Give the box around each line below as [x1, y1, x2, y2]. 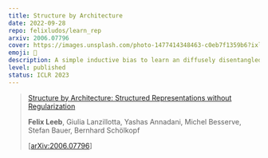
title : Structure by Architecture [8, 11, 124, 20]
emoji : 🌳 [8, 49, 37, 57]
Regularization [27, 101, 76, 111]
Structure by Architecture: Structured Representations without [27, 93, 232, 102]
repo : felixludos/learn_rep [8, 26, 102, 34]
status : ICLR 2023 [8, 71, 69, 79]
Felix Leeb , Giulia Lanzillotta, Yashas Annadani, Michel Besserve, [27, 117, 242, 126]
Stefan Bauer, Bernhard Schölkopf [27, 125, 140, 135]
